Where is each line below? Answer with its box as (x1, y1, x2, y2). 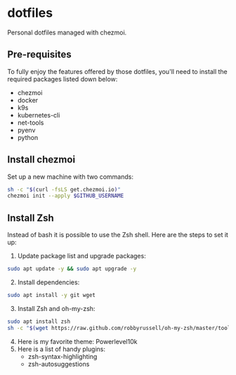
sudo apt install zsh (7, 318, 71, 325)
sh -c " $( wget (7, 324, 49, 331)
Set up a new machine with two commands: (7, 172, 133, 181)
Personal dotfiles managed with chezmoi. (7, 28, 127, 37)
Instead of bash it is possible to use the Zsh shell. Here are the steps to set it (7, 231, 228, 239)
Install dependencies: (17, 278, 80, 286)
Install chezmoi (7, 153, 76, 166)
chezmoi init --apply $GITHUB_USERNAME (7, 192, 124, 200)
